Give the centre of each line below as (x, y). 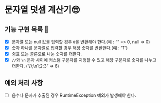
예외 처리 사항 (24, 83)
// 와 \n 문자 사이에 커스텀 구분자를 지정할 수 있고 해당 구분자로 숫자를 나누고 (84, 60)
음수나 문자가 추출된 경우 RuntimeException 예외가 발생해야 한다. (74, 95)
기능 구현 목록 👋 (27, 29)
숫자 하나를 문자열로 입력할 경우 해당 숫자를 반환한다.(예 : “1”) (70, 48)
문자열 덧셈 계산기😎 (43, 10)
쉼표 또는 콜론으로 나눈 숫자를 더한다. (47, 54)
